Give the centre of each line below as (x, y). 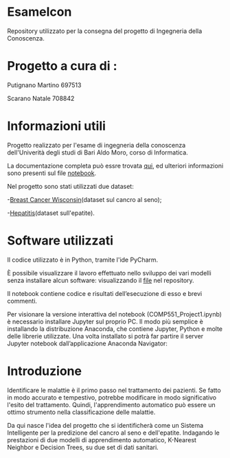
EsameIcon (39, 12)
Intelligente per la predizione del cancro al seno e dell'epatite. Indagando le (113, 433)
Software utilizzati (60, 240)
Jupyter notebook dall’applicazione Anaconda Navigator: (88, 343)
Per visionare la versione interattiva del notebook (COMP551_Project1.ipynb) (114, 314)
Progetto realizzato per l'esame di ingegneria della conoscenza (96, 145)
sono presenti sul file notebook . (52, 173)
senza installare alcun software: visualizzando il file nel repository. (101, 280)
